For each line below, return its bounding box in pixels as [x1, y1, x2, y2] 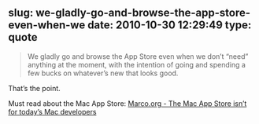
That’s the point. [8, 83, 61, 93]
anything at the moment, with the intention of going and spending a [27, 60, 246, 69]
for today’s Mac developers [8, 107, 97, 116]
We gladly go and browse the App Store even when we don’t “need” [27, 51, 249, 61]
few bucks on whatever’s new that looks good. [27, 68, 179, 78]
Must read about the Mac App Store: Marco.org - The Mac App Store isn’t [8, 98, 247, 108]
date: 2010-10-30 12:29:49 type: [87, 19, 252, 32]
